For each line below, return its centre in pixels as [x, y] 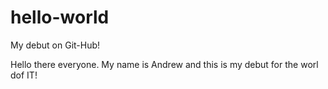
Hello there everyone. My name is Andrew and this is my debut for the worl [164, 64]
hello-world [60, 17]
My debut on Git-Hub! [55, 45]
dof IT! [24, 75]
